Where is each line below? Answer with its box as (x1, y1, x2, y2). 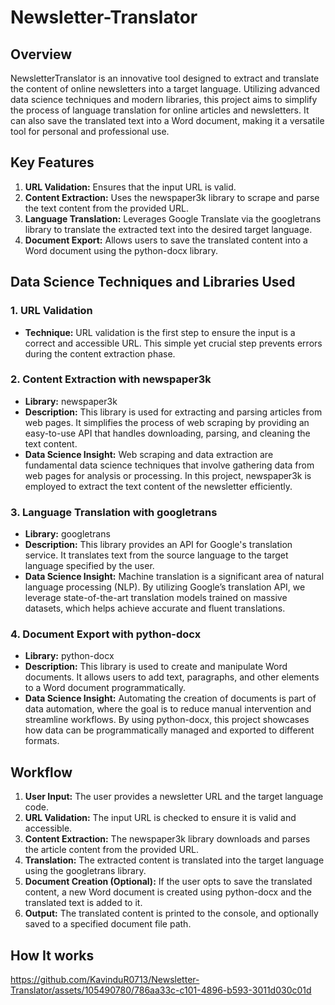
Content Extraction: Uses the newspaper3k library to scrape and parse (24, 191, 320, 203)
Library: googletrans (24, 528, 111, 540)
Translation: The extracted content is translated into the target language (24, 854, 325, 866)
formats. (24, 735, 60, 747)
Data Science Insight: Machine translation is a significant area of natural (24, 571, 325, 583)
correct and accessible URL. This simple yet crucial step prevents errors (24, 337, 323, 349)
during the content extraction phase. (24, 347, 176, 360)
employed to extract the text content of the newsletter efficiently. (24, 480, 293, 492)
